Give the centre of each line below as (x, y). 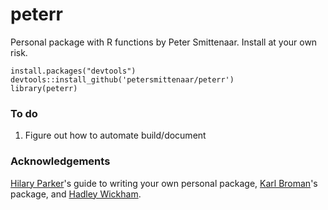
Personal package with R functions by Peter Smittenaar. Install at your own (164, 42)
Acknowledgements (60, 161)
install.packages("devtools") (73, 71)
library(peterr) (44, 88)
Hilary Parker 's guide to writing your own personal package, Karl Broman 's (164, 183)
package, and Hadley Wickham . (76, 194)
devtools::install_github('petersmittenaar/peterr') (122, 79)
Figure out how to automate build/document (115, 135)
